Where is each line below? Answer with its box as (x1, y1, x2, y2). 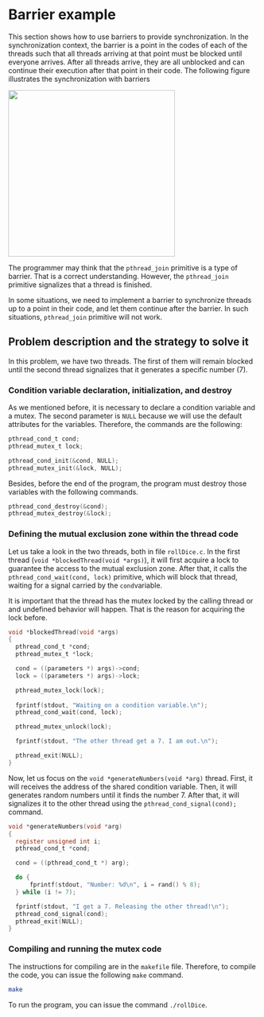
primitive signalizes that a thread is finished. (8, 280, 153, 289)
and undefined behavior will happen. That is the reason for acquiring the (8, 604, 245, 614)
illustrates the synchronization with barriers (8, 74, 150, 83)
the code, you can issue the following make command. (8, 970, 184, 980)
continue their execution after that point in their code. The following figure (8, 65, 250, 75)
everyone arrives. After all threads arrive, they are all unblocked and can (8, 57, 245, 67)
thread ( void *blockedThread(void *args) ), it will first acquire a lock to (8, 555, 239, 565)
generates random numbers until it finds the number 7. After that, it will (8, 790, 240, 800)
